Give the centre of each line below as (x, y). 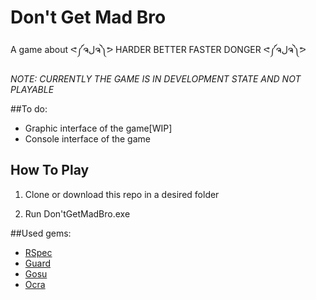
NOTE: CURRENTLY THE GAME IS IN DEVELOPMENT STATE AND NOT (156, 78)
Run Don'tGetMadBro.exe (77, 213)
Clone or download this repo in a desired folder (122, 194)
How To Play (50, 170)
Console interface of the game (87, 138)
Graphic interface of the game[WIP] (98, 128)
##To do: (29, 108)
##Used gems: (41, 233)
